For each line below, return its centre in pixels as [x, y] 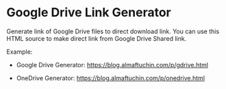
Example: [20, 52]
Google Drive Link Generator [89, 13]
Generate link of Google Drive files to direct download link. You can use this [113, 31]
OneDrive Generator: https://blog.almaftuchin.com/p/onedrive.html [111, 78]
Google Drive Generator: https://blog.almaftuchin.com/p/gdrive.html [112, 65]
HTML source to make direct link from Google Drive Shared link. [97, 38]
